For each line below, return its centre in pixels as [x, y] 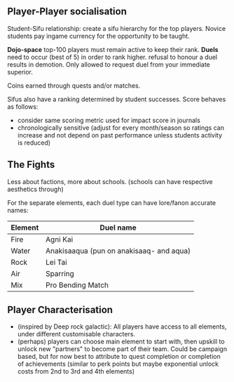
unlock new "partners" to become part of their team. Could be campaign [122, 349]
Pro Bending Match [77, 285]
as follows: [23, 106]
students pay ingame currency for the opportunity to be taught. [99, 36]
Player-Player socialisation [67, 12]
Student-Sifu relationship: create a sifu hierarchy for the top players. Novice [117, 28]
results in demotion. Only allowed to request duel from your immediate [109, 64]
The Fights [31, 165]
